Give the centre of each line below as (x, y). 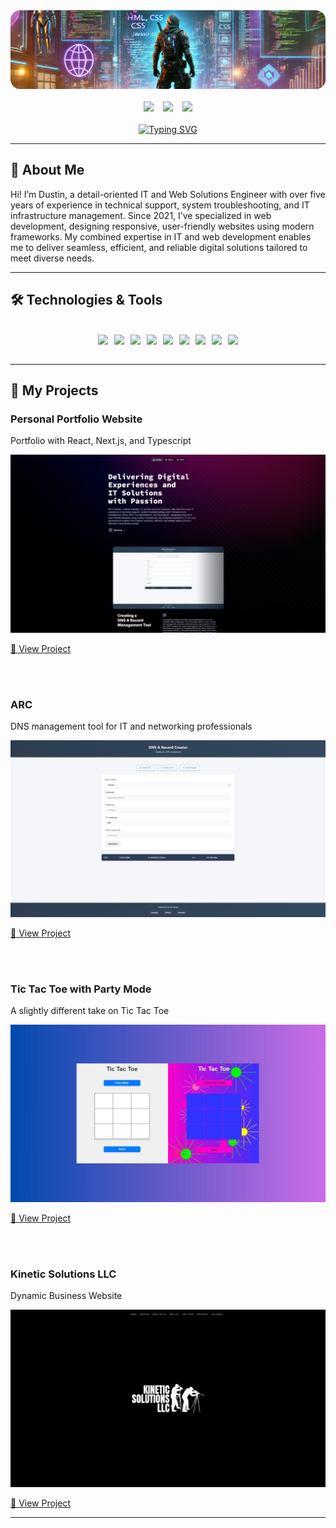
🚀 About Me (47, 170)
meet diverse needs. (52, 258)
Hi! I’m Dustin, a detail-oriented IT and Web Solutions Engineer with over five (168, 194)
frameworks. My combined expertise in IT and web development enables (161, 236)
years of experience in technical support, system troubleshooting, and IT (160, 205)
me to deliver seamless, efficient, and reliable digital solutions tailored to (159, 247)
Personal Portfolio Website (76, 419)
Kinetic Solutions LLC (63, 1274)
